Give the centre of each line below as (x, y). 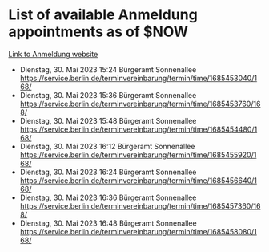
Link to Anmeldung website (53, 54)
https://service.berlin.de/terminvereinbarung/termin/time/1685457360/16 (140, 205)
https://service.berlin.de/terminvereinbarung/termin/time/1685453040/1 (139, 78)
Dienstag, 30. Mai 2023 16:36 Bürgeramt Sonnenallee (108, 197)
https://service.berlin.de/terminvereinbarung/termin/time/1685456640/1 (139, 180)
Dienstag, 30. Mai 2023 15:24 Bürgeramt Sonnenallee (108, 69)
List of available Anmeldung (103, 15)
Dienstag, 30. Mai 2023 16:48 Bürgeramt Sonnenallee (108, 223)
